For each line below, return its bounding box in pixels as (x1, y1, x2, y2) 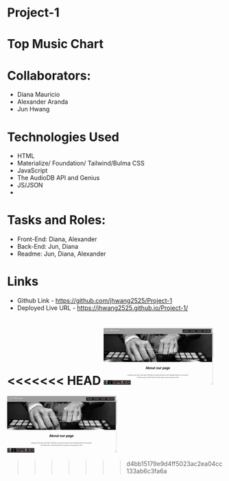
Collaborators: (7, 67, 91, 83)
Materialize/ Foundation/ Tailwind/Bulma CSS (16, 159, 145, 168)
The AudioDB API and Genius (16, 174, 100, 182)
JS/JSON (16, 181, 43, 190)
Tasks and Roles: (7, 212, 106, 228)
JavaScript (16, 166, 48, 175)
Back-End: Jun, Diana (16, 243, 79, 251)
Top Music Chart (7, 36, 104, 52)
